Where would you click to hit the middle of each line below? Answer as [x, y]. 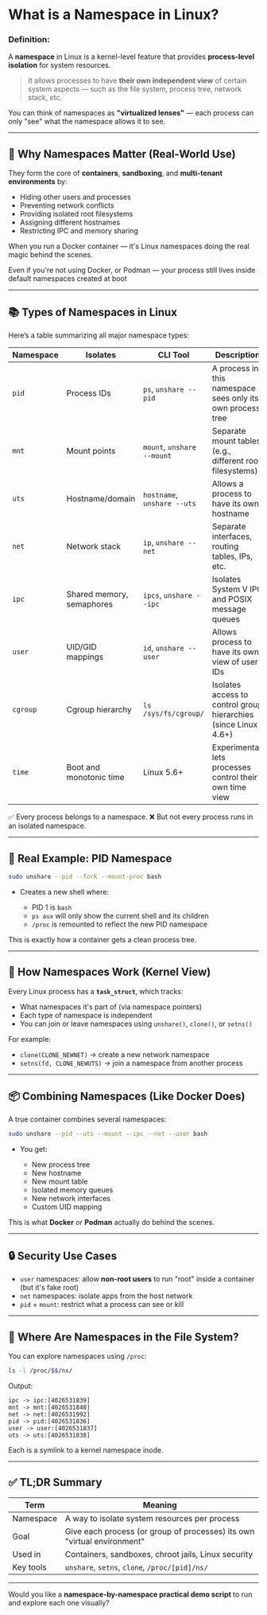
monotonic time [95, 778]
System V [230, 589]
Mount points [91, 451]
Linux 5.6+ [163, 772]
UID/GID [81, 647]
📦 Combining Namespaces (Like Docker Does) [127, 1096]
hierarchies [233, 715]
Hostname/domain [101, 499]
